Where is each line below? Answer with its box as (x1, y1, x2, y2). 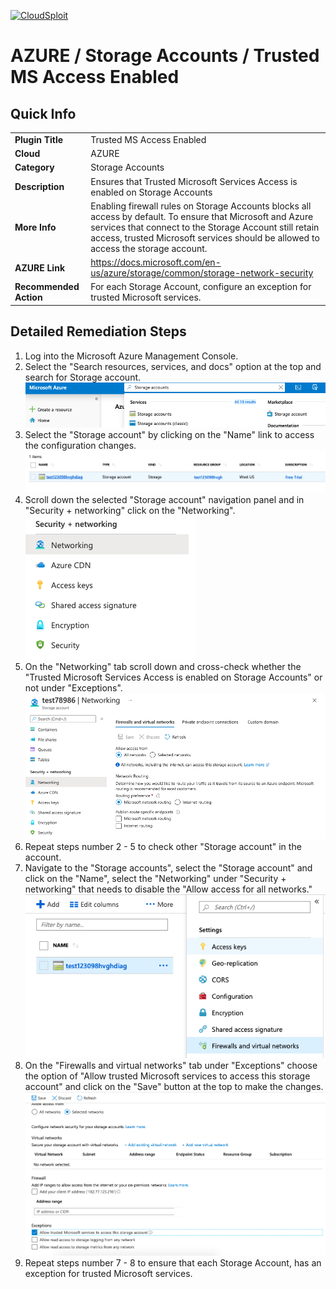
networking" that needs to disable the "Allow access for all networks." (24, 883, 313, 895)
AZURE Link (14, 261, 66, 274)
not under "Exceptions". (24, 681, 123, 694)
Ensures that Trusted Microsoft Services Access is (90, 175, 298, 187)
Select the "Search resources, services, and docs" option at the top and (24, 360, 322, 372)
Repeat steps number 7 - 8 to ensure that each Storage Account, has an (24, 1256, 322, 1269)
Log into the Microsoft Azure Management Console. (24, 350, 239, 362)
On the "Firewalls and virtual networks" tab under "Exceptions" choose (24, 1059, 318, 1071)
